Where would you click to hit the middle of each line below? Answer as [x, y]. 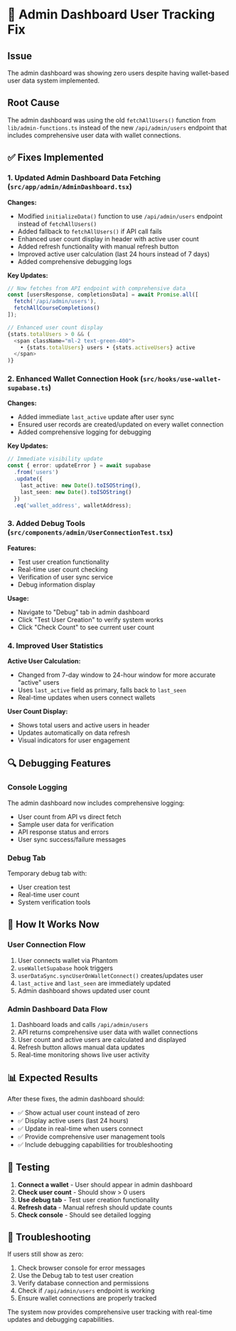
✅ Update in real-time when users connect [80, 1128]
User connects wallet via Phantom [68, 960]
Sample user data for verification [66, 824]
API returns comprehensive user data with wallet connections [108, 1032]
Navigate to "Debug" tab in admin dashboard [84, 612]
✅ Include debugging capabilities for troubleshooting [95, 1145]
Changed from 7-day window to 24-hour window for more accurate [117, 675]
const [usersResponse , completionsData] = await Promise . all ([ [103, 295]
